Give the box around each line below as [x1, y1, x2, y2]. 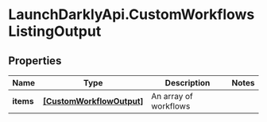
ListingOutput [8, 22, 102, 40]
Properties [8, 54, 62, 67]
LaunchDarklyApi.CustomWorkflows [8, 6, 255, 24]
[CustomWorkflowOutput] [42, 96, 144, 106]
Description [164, 78, 211, 88]
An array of [150, 91, 193, 101]
